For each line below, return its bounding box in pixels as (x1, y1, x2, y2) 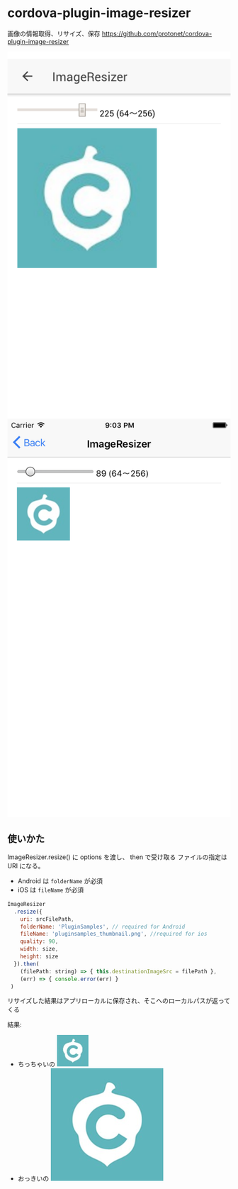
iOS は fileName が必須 (17, 885, 84, 894)
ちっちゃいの (17, 1060, 55, 1068)
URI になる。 (7, 861, 45, 870)
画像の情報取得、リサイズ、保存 (7, 29, 101, 38)
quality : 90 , (20, 938, 59, 945)
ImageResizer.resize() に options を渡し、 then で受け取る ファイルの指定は (7, 853, 228, 861)
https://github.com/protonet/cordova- (101, 29, 212, 38)
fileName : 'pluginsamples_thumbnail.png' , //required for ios (20, 931, 208, 938)
